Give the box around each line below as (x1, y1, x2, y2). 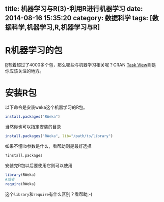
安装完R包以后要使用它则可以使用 (5, 162, 73, 168)
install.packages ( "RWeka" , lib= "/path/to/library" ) (5, 134, 113, 139)
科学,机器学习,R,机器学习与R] (11, 23, 100, 32)
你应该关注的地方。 (5, 68, 44, 74)
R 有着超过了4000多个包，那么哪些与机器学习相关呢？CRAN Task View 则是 (5, 62, 156, 68)
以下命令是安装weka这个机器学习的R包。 (5, 104, 87, 110)
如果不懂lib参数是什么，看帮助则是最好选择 (5, 143, 92, 149)
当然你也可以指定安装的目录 (5, 124, 61, 130)
